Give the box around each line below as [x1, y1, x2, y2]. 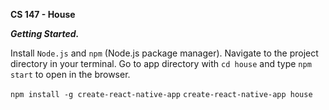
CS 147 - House [10, 9, 76, 20]
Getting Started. [10, 28, 80, 39]
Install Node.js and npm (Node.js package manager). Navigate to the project [10, 47, 319, 59]
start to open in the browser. [10, 69, 131, 80]
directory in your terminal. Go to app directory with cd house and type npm [10, 58, 312, 69]
